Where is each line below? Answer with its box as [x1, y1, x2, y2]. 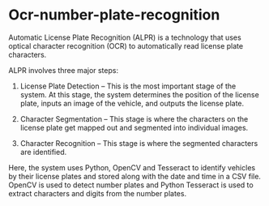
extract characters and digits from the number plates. [8, 188, 187, 198]
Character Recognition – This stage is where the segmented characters [19, 138, 258, 148]
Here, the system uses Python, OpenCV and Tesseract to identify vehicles [8, 162, 256, 172]
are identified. [19, 147, 67, 157]
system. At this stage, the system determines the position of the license [19, 89, 259, 99]
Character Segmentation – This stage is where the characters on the [19, 114, 249, 123]
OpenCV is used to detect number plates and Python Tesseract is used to [8, 180, 254, 190]
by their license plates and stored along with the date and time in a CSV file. [8, 171, 262, 181]
